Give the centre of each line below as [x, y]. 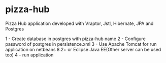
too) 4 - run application [29, 55]
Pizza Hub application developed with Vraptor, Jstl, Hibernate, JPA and [79, 23]
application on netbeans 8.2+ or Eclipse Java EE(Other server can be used [83, 49]
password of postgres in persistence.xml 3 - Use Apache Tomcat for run [81, 44]
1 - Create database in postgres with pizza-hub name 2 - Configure [75, 39]
